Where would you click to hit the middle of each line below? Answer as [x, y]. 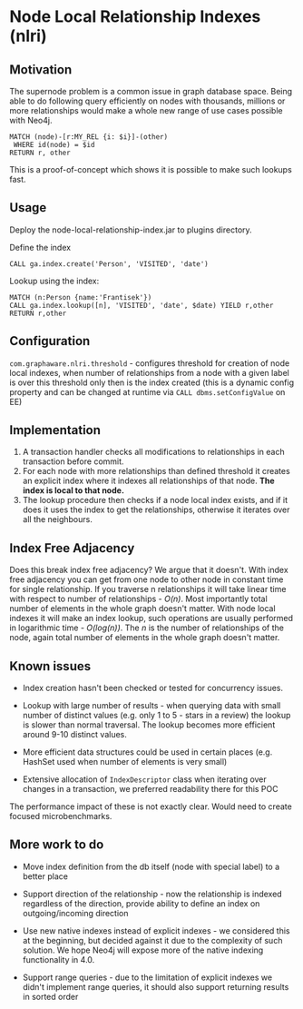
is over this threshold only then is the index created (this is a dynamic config [152, 382]
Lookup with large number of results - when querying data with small [151, 706]
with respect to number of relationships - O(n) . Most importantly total [138, 599]
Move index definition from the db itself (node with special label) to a [151, 866]
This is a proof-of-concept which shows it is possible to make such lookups [151, 169]
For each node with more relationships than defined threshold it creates [156, 471]
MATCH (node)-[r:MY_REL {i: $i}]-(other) [89, 137]
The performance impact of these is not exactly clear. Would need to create [151, 806]
